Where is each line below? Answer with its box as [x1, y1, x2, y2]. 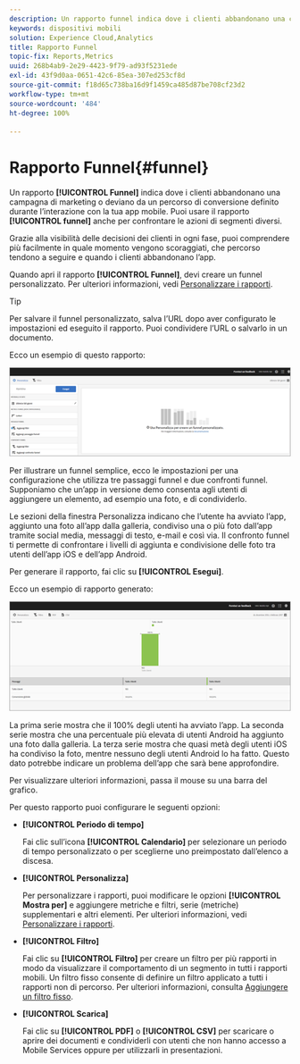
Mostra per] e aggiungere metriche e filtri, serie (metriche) [21, 899, 239, 910]
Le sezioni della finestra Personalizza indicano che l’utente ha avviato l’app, [9, 511, 287, 522]
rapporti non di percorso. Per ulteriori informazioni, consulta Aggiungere [21, 981, 288, 992]
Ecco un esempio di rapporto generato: [9, 583, 154, 594]
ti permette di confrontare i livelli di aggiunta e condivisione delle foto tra [9, 540, 276, 550]
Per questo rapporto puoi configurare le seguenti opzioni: [9, 801, 221, 812]
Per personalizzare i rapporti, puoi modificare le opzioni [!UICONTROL [21, 890, 281, 901]
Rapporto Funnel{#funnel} [9, 157, 210, 178]
